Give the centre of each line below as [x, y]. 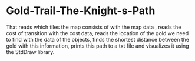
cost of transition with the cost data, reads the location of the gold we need [97, 33]
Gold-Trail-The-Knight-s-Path [81, 11]
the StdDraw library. [30, 52]
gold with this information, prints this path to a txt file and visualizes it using [98, 46]
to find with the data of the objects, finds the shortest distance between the [98, 39]
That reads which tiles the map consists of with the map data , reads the [94, 27]
